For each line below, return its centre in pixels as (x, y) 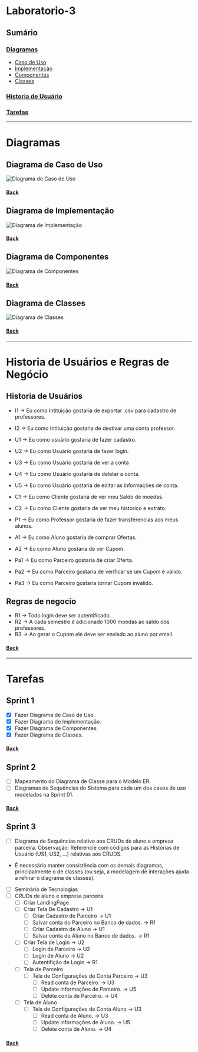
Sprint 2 (21, 767)
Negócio (27, 374)
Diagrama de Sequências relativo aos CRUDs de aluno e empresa (94, 841)
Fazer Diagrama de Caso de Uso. (55, 715)
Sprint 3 (21, 827)
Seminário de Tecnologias (46, 889)
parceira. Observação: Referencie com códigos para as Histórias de (97, 847)
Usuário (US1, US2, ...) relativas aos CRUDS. (68, 854)
